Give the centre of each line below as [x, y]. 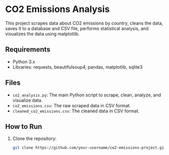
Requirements [28, 49]
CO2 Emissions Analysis [58, 9]
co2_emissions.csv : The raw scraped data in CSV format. [72, 105]
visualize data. [27, 100]
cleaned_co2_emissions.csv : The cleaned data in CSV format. [76, 111]
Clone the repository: [35, 138]
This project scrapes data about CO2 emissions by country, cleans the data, [84, 23]
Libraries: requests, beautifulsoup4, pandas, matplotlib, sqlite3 [77, 67]
